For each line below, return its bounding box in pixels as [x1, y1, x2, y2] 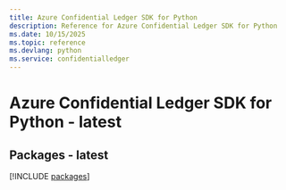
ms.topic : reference [9, 37, 87, 47]
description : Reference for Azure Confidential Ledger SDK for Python [9, 21, 278, 30]
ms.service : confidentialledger [9, 54, 130, 63]
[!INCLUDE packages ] [9, 171, 90, 181]
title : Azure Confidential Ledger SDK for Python [9, 12, 198, 22]
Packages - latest [9, 147, 109, 162]
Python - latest [9, 112, 122, 132]
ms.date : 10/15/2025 [9, 29, 87, 38]
